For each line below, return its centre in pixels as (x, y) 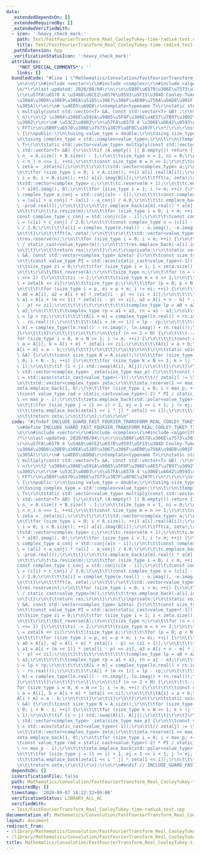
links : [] (29, 73)
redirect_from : (25, 826)
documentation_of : (29, 815)
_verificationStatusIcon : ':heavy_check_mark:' (72, 56)
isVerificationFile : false (45, 776)
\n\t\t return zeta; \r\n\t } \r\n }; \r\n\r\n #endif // (81, 765)
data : (13, 12)
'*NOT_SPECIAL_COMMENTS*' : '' (54, 67)
